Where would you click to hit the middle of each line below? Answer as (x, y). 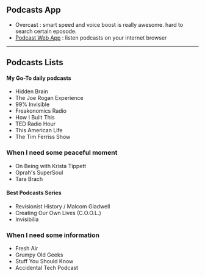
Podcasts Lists (35, 62)
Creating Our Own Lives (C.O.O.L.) (58, 213)
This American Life (39, 130)
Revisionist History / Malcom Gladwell (63, 206)
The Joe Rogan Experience (49, 98)
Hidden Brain (32, 91)
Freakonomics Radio (41, 111)
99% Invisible (32, 104)
